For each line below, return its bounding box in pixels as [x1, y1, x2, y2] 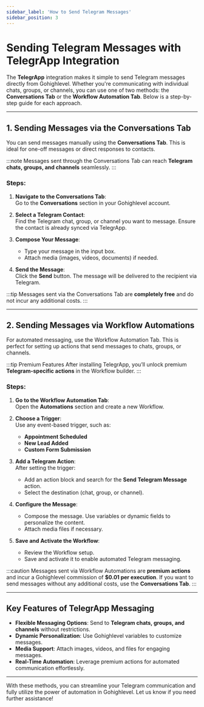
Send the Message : [15, 266, 66, 273]
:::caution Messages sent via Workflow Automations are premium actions [6, 567, 191, 574]
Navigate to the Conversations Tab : [15, 193, 106, 200]
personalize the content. [24, 519, 86, 526]
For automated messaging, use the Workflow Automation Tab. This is [6, 336, 179, 343]
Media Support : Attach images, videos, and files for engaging [15, 645, 170, 652]
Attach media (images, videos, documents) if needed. [24, 253, 159, 261]
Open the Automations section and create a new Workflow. [15, 402, 165, 410]
